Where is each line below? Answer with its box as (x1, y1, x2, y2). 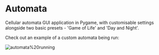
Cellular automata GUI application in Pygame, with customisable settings (5, 19, 154, 25)
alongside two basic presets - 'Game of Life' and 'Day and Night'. (5, 24, 140, 30)
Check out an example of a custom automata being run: (5, 34, 120, 40)
